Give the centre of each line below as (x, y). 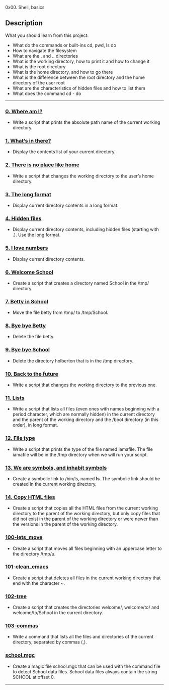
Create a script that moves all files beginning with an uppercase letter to (87, 548)
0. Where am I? (24, 111)
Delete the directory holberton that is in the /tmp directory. (73, 360)
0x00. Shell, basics (25, 7)
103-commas (22, 626)
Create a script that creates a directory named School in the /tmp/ (81, 283)
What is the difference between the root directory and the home (78, 77)
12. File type (20, 438)
